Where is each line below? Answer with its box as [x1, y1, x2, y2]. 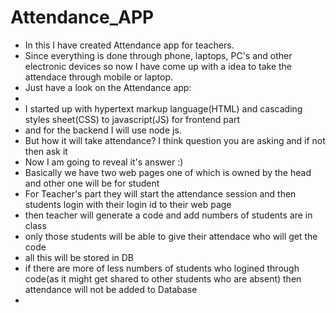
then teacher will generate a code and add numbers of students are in [24, 209, 313, 221]
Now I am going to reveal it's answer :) [24, 156, 184, 168]
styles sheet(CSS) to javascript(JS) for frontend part [24, 113, 241, 125]
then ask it [24, 145, 68, 157]
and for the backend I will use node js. [24, 124, 182, 136]
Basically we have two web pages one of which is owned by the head [24, 166, 312, 178]
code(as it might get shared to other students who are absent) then [24, 272, 302, 285]
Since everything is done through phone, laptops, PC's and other [24, 49, 293, 61]
